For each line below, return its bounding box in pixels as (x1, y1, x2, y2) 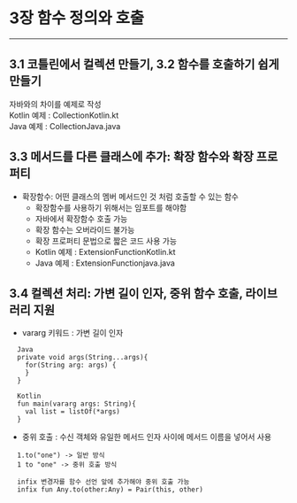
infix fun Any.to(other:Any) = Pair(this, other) (17, 485, 203, 494)
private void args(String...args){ (17, 353, 148, 362)
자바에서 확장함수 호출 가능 (34, 213, 128, 224)
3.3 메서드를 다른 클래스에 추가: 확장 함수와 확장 (9, 150, 255, 165)
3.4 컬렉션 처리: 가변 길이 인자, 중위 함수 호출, (9, 285, 243, 301)
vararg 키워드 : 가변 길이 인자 (21, 328, 124, 338)
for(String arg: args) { (25, 360, 117, 370)
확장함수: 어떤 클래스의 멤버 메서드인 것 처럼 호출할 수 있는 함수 (21, 191, 239, 202)
